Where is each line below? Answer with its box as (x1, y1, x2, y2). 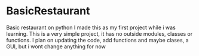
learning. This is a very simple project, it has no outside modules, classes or (6, 30, 193, 37)
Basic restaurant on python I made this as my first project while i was (6, 24, 176, 31)
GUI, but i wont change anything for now (6, 43, 106, 50)
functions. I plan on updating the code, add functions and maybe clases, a (6, 36, 189, 43)
